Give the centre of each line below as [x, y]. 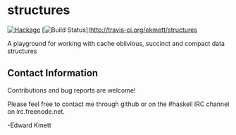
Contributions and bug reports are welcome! [72, 90]
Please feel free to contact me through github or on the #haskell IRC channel [118, 104]
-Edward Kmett [29, 125]
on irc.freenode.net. [36, 111]
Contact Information [53, 73]
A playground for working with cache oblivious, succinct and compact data [116, 43]
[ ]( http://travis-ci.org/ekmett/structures [119, 30]
